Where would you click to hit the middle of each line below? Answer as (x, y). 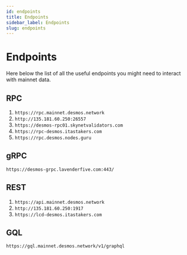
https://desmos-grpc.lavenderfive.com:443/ (60, 169)
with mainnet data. (29, 80)
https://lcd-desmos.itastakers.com (58, 215)
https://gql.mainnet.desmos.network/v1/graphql (66, 246)
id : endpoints (24, 11)
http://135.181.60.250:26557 (50, 119)
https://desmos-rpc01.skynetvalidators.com (69, 125)
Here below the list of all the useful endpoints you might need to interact (93, 74)
